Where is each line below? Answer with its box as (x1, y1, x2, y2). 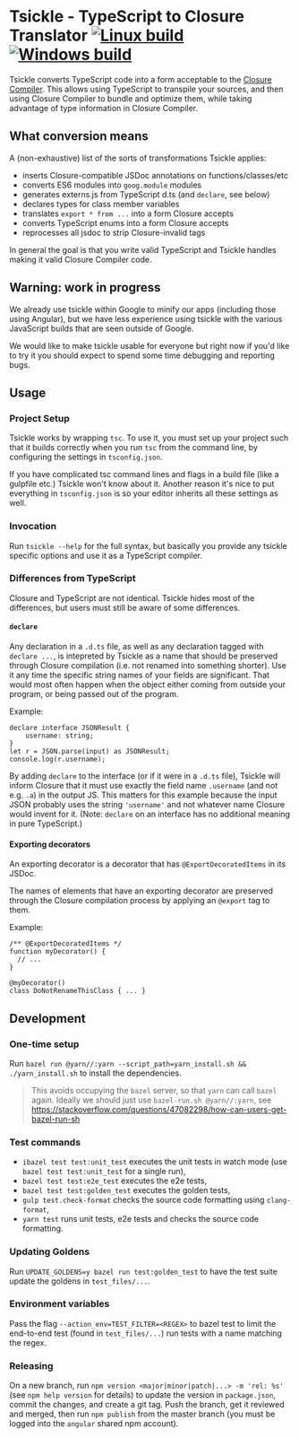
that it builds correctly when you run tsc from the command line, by (9, 442, 258, 453)
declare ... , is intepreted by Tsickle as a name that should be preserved (9, 650, 278, 661)
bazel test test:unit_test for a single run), (21, 1166, 186, 1177)
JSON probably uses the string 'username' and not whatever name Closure (9, 799, 285, 810)
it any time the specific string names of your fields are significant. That (9, 670, 270, 681)
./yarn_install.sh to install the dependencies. (9, 1068, 182, 1078)
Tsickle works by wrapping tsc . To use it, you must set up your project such (9, 432, 289, 443)
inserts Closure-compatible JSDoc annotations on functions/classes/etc (21, 170, 289, 180)
